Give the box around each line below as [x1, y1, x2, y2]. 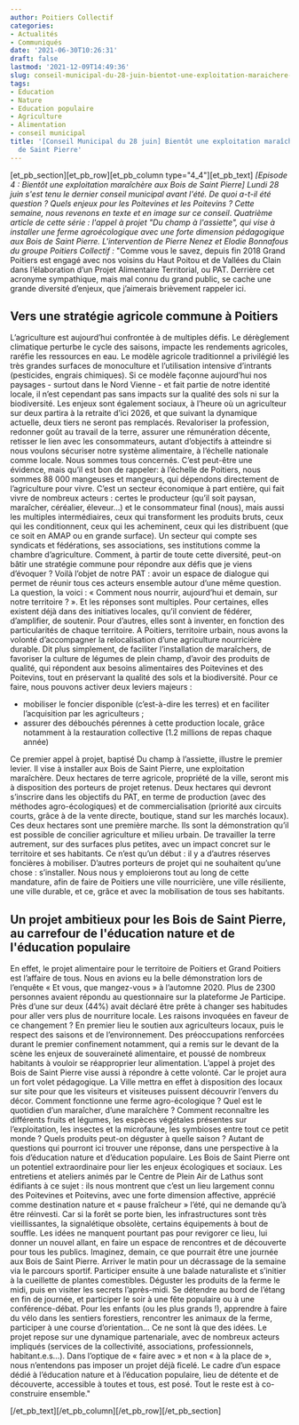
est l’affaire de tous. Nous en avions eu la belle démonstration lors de [10, 973, 263, 983]
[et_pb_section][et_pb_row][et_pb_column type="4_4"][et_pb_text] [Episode [10, 170, 287, 180]
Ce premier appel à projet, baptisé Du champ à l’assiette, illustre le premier [10, 754, 283, 765]
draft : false [10, 54, 59, 63]
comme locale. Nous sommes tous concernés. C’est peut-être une [10, 455, 253, 466]
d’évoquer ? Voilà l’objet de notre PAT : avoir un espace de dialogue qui [10, 568, 270, 579]
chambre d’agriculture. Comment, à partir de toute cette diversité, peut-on [10, 549, 282, 560]
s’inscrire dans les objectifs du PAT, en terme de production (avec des [10, 792, 266, 803]
